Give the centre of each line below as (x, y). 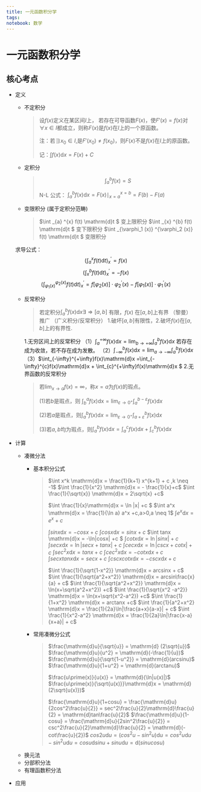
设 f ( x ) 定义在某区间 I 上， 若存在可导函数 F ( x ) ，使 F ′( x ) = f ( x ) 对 (113, 120)
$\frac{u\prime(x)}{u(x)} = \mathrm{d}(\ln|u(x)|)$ (109, 677)
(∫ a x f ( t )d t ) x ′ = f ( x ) (106, 261)
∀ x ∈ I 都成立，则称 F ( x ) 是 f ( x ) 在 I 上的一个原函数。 (100, 128)
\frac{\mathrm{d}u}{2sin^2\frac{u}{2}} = (120, 721)
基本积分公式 (49, 469)
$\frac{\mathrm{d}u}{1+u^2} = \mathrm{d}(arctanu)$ (114, 666)
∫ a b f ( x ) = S (118, 181)
